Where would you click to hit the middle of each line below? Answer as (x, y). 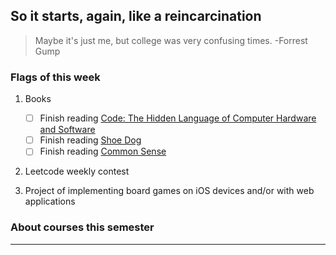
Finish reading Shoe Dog (90, 140)
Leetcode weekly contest (77, 171)
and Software (67, 130)
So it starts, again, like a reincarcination (136, 16)
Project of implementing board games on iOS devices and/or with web (169, 191)
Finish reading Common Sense (103, 151)
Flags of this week (55, 77)
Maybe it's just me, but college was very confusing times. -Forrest (171, 40)
